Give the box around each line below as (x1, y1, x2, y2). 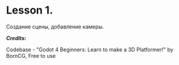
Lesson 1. (6, 4, 53, 17)
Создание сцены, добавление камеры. (6, 23, 105, 30)
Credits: (6, 34, 27, 41)
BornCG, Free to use (6, 52, 56, 59)
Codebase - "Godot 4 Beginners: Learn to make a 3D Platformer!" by (6, 45, 174, 53)
